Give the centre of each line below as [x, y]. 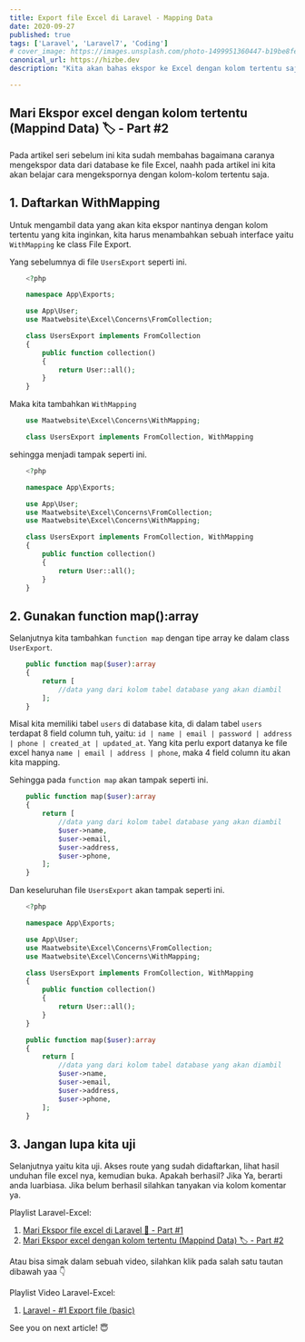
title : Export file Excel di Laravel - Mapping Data [111, 18]
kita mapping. [35, 762]
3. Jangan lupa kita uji [73, 1144]
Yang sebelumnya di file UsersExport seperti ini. [98, 262]
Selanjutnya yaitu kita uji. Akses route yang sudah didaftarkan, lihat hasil [144, 1166]
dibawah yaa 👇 [38, 1272]
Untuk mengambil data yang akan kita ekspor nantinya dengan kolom [139, 224]
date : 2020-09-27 [42, 26]
